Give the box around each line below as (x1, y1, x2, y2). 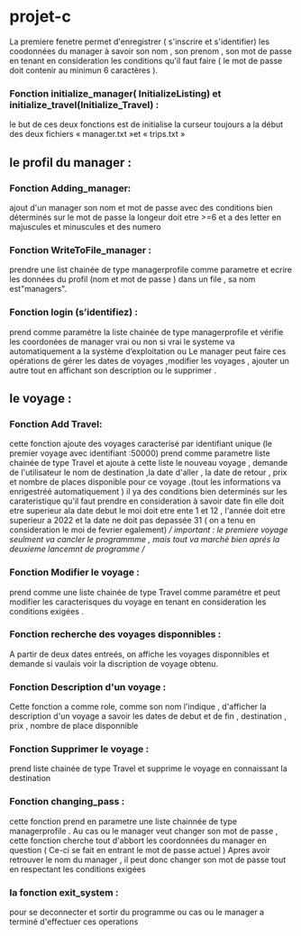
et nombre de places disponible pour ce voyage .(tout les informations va (9, 477, 281, 487)
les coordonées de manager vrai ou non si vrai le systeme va (9, 336, 236, 347)
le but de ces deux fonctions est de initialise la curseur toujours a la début (9, 119, 284, 130)
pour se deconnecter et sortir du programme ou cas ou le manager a (9, 906, 264, 917)
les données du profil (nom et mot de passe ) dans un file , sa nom (9, 274, 256, 285)
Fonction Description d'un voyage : (9, 680, 167, 693)
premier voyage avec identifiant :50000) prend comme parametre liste (9, 448, 270, 459)
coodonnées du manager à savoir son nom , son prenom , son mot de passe (9, 45, 293, 56)
